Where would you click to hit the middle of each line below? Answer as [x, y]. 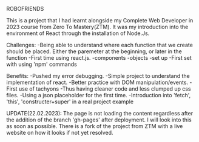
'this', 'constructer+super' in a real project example [70, 102]
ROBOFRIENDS [25, 9]
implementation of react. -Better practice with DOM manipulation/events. [97, 82]
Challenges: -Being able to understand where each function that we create [99, 45]
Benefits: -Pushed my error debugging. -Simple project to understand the [98, 76]
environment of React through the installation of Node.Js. [78, 33]
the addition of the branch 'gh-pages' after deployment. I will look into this [99, 120]
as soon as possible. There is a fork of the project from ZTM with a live [95, 126]
